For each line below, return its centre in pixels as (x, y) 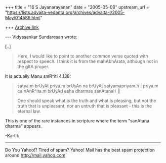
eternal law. (29, 111)
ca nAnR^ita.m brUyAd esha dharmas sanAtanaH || (69, 91)
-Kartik (12, 136)
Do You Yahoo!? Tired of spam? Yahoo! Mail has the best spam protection (80, 150)
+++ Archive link (22, 27)
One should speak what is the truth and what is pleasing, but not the (87, 101)
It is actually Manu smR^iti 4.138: (38, 76)
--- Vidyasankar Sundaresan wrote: (41, 37)
